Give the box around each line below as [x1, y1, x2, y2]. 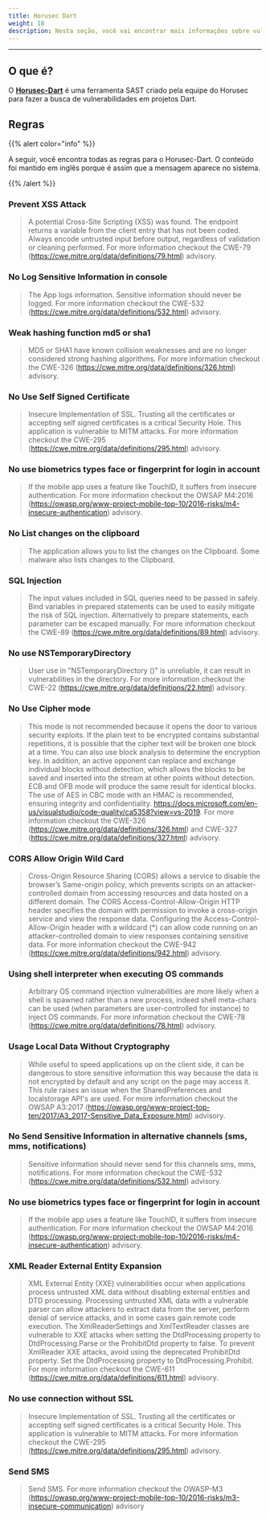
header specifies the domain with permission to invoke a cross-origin [27, 905, 258, 915]
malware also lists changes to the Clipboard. [27, 554, 175, 564]
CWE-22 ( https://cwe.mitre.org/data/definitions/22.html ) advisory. [27, 683, 247, 693]
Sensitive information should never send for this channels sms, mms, [27, 1159, 256, 1168]
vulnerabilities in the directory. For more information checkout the [27, 674, 245, 684]
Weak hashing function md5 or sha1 [8, 327, 151, 338]
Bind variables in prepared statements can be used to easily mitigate [27, 602, 256, 612]
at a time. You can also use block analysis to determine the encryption [27, 747, 261, 757]
